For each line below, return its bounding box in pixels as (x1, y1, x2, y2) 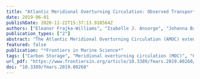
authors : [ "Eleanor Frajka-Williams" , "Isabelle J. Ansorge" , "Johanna (6, 25, 187, 31)
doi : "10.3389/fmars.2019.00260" (6, 64, 89, 70)
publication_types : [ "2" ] (6, 31, 70, 37)
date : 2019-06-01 (6, 14, 49, 20)
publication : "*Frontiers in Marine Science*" (6, 48, 124, 53)
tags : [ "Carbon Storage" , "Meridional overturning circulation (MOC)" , (6, 53, 187, 59)
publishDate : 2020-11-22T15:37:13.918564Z (6, 20, 113, 26)
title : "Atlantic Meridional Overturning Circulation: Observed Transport (6, 8, 196, 15)
